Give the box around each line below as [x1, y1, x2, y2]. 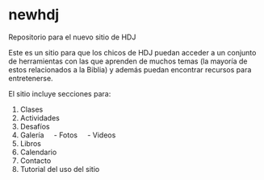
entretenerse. [8, 73, 54, 83]
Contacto [19, 155, 52, 166]
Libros [19, 138, 42, 148]
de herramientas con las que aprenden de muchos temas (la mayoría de [8, 56, 248, 66]
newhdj [8, 6, 60, 24]
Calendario [19, 147, 57, 157]
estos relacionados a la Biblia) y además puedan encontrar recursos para [8, 64, 252, 74]
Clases [19, 104, 44, 114]
